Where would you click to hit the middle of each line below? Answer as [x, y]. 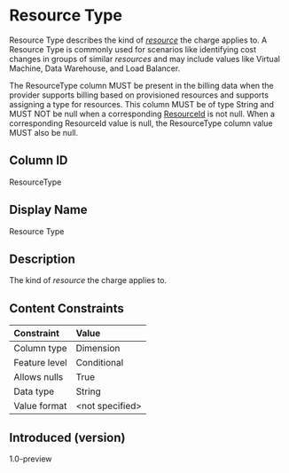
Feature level [41, 363]
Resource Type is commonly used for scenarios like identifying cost [133, 49]
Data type [34, 391]
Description [42, 259]
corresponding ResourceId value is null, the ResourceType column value [141, 123]
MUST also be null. [43, 132]
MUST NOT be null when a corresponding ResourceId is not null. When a [142, 114]
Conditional [100, 363]
